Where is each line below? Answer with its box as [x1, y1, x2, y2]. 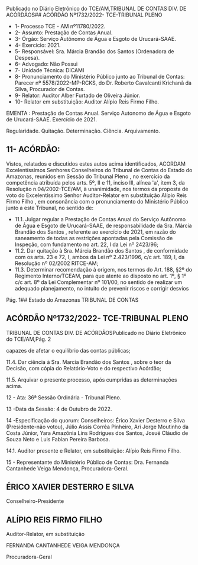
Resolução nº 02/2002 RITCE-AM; [14, 260, 99, 267]
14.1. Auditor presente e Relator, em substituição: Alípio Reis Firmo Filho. [6, 447, 181, 454]
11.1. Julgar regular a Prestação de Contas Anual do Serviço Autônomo [14, 215, 186, 222]
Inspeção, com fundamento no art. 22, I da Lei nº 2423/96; [14, 241, 158, 248]
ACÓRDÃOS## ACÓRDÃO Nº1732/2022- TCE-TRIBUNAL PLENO [6, 11, 163, 18]
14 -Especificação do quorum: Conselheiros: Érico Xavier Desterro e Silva [6, 417, 185, 424]
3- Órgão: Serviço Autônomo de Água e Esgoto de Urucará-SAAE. [14, 35, 176, 42]
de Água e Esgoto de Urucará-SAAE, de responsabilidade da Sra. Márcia [14, 222, 192, 229]
